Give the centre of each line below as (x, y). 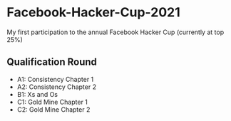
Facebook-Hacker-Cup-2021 (94, 12)
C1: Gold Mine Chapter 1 (52, 102)
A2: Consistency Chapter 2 (57, 87)
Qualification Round (52, 62)
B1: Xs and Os (37, 94)
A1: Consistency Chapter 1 (55, 79)
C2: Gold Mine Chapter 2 (53, 109)
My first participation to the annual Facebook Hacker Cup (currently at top (115, 32)
